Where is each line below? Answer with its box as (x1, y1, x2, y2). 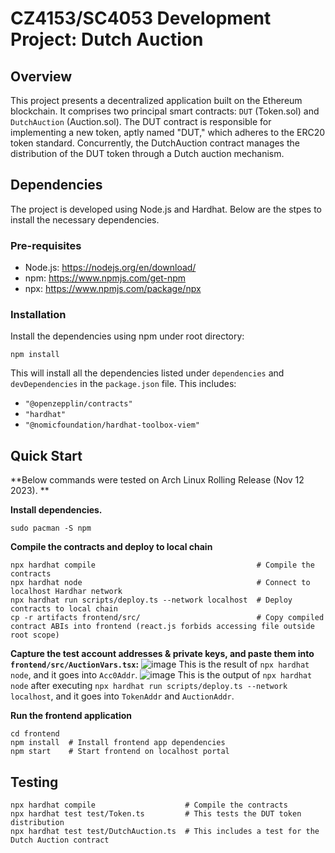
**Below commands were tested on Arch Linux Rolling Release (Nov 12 (10, 474, 305, 486)
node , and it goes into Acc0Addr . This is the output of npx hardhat (10, 669, 313, 681)
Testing (10, 773, 59, 791)
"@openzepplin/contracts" (24, 399, 133, 409)
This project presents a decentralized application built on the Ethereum (10, 95, 303, 106)
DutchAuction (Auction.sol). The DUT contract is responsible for (10, 116, 272, 127)
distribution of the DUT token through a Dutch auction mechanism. (10, 148, 285, 159)
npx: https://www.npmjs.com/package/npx (24, 283, 202, 295)
